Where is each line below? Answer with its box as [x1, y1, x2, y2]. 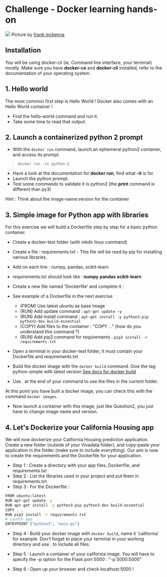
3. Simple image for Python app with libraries [5, 210, 149, 219]
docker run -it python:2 [17, 161, 70, 167]
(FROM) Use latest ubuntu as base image [20, 303, 105, 309]
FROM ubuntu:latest [5, 493, 46, 499]
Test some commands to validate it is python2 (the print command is [12, 181, 155, 187]
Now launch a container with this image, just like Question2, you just [12, 403, 154, 409]
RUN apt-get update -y [5, 498, 53, 503]
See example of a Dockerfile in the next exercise [12, 293, 113, 299]
